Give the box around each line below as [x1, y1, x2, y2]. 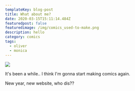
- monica [9, 48, 27, 53]
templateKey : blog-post [5, 7, 54, 12]
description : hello [5, 30, 45, 35]
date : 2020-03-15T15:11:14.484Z [5, 16, 71, 21]
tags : [5, 39, 16, 44]
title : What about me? [5, 12, 51, 17]
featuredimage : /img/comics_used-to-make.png [5, 25, 99, 30]
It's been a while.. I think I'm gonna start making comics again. [5, 70, 131, 76]
